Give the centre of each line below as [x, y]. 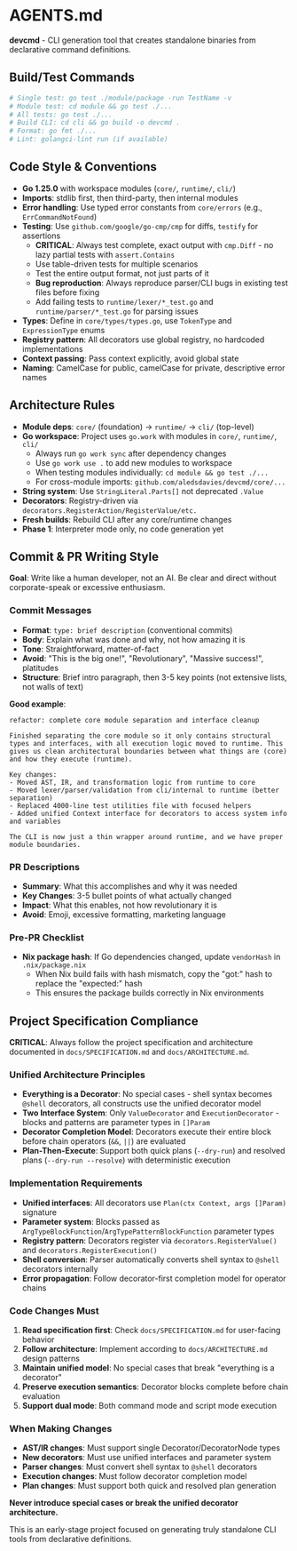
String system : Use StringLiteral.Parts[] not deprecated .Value [143, 491]
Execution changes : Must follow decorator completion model [134, 1476]
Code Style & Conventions [83, 167]
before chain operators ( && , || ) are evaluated [104, 1141]
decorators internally [60, 1268]
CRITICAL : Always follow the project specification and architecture [131, 1043]
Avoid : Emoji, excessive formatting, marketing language [124, 915]
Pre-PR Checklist [47, 937]
